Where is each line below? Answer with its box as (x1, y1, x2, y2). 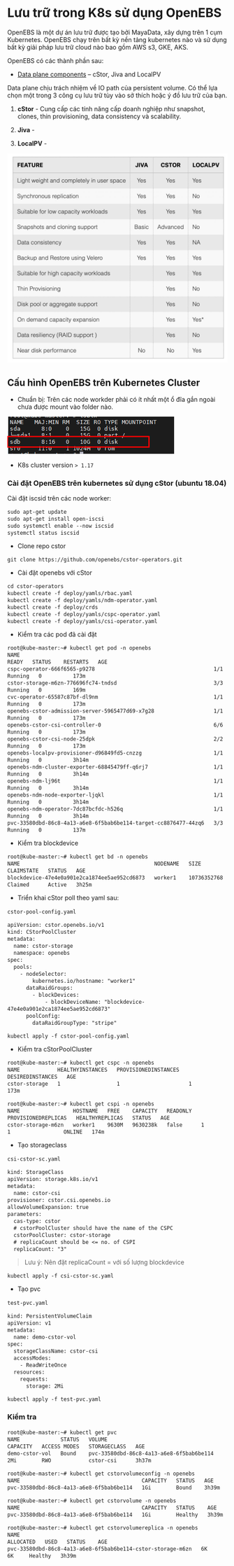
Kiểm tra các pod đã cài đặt (17, 630, 97, 638)
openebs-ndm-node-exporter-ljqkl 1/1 (7, 792, 224, 799)
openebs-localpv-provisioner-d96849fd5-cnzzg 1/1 (7, 750, 224, 757)
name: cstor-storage (13, 943, 73, 950)
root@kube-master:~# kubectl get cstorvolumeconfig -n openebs (7, 1470, 196, 1477)
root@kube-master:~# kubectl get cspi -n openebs (7, 1100, 155, 1107)
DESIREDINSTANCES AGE (7, 1073, 77, 1081)
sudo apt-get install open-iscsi (7, 516, 105, 523)
